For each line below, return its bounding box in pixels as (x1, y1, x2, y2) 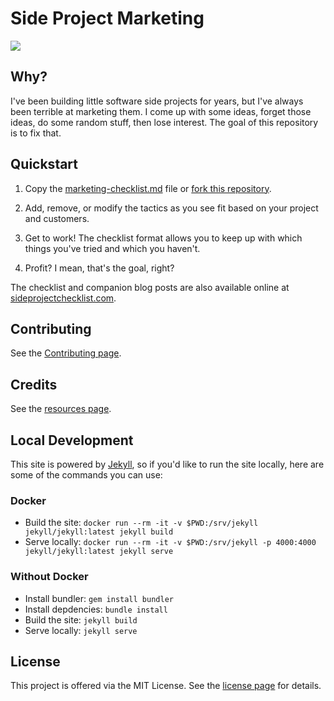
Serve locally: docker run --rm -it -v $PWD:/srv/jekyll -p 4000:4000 (24, 536, 317, 548)
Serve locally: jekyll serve (24, 624, 138, 636)
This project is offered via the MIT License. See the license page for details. (10, 680, 322, 692)
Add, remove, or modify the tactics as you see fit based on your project (24, 202, 319, 214)
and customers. (24, 212, 90, 224)
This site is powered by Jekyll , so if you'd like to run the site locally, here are (10, 458, 325, 470)
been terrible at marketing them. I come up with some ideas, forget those (10, 105, 312, 117)
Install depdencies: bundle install (24, 603, 168, 615)
